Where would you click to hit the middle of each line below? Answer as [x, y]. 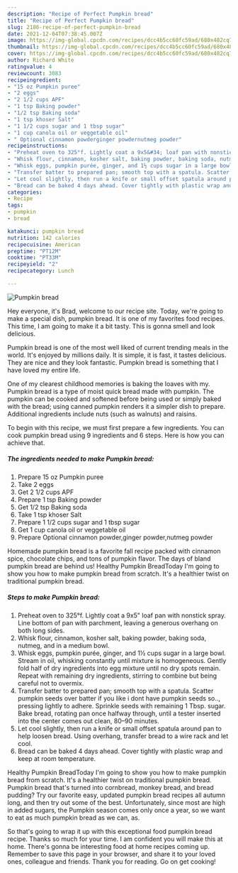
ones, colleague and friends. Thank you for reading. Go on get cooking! [112, 861]
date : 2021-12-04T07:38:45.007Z [55, 34]
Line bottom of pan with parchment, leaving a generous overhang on [118, 622]
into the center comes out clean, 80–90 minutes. [88, 720]
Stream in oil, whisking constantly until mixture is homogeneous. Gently [122, 660]
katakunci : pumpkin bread [45, 231]
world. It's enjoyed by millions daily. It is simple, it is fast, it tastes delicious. [117, 355]
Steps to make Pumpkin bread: [54, 598]
